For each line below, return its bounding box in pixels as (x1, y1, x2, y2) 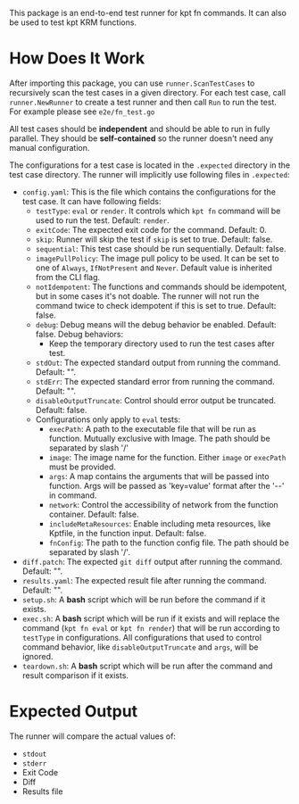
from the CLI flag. (35, 271, 101, 282)
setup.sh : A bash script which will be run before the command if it (21, 593, 266, 605)
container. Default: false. (48, 509, 140, 519)
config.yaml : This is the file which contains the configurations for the (21, 186, 277, 197)
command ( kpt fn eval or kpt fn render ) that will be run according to (21, 622, 281, 633)
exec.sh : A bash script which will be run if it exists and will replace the (21, 613, 280, 624)
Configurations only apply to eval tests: (35, 414, 181, 425)
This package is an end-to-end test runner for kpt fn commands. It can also (9, 8, 287, 18)
